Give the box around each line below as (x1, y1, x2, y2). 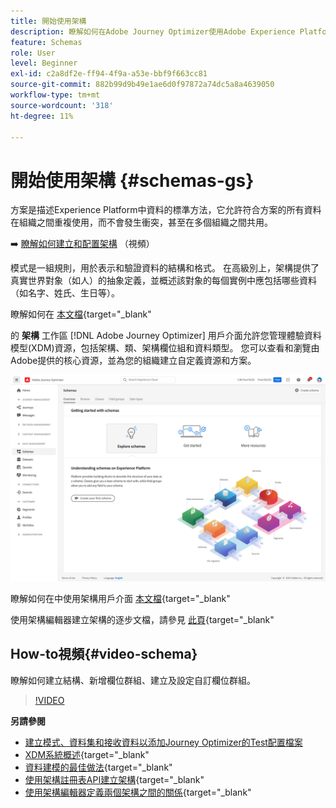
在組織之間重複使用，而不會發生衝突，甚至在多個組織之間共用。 (10, 216, 273, 229)
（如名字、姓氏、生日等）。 (10, 287, 120, 299)
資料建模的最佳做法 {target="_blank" (24, 761, 173, 773)
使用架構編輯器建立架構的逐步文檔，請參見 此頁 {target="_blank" (10, 614, 275, 626)
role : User (10, 48, 56, 58)
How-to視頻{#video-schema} (10, 646, 198, 663)
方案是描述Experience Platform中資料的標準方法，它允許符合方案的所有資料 (10, 204, 322, 216)
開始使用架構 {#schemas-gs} (10, 169, 255, 192)
